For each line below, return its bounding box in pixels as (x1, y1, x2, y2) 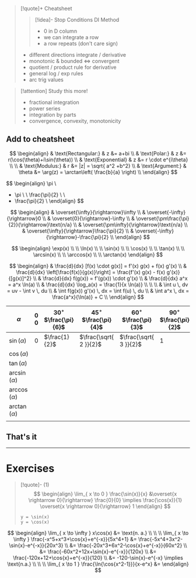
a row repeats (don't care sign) (43, 40, 118, 47)
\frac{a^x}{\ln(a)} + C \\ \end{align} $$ (51, 293, 145, 300)
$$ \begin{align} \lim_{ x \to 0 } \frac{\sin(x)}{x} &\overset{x (33, 490, 177, 497)
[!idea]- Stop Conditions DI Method (34, 16, 120, 23)
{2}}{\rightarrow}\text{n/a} (8, 221, 72, 228)
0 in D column (43, 27, 78, 34)
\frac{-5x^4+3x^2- (138, 535, 183, 542)
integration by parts (29, 111, 77, 118)
